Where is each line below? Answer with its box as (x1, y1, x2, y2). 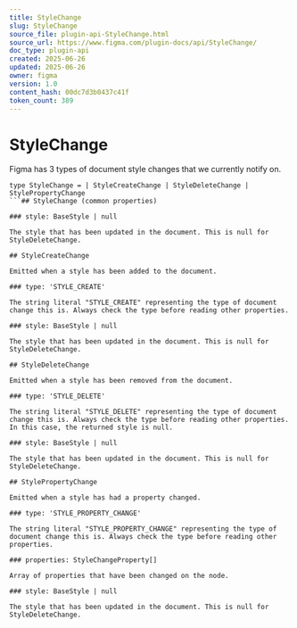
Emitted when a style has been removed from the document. (9, 376, 234, 385)
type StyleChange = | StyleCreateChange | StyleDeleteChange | (9, 181, 250, 190)
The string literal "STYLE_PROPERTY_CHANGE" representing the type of (9, 525, 277, 533)
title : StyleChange (9, 12, 82, 22)
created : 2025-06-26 (9, 54, 87, 63)
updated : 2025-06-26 (9, 63, 87, 72)
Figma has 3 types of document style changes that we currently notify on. (9, 164, 282, 175)
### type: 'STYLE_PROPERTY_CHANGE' (9, 509, 142, 518)
